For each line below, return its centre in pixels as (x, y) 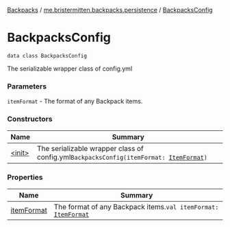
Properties (25, 178)
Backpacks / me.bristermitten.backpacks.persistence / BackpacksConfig (110, 10)
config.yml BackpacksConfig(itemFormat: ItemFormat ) (122, 157)
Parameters (27, 86)
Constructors (30, 119)
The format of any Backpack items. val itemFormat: (136, 206)
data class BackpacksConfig (47, 56)
